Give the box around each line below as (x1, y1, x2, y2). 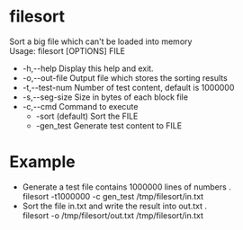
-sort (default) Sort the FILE (35, 111, 139, 121)
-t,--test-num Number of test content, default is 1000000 (22, 82, 235, 93)
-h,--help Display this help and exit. (22, 63, 155, 74)
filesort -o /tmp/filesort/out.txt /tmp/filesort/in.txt (22, 209, 204, 221)
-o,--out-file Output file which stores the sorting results (22, 72, 228, 83)
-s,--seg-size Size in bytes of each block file (22, 92, 189, 102)
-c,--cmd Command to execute (22, 101, 139, 111)
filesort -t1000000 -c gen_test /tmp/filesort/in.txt (22, 190, 204, 201)
